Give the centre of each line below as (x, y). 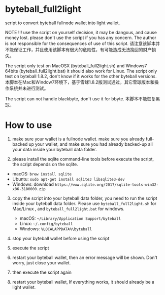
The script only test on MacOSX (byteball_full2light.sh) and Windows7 (76, 66)
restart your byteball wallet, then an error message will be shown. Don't (85, 257)
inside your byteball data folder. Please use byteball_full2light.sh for (84, 203)
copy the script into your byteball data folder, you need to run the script (85, 198)
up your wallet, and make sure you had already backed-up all (91, 144)
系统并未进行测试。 (29, 88)
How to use (29, 125)
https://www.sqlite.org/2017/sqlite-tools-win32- (107, 185)
